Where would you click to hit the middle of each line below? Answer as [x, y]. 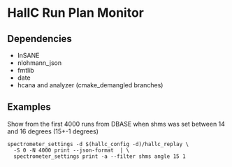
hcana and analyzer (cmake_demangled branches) [90, 85]
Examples [29, 107]
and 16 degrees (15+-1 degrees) [53, 131]
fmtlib [26, 70]
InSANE [28, 55]
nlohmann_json [39, 63]
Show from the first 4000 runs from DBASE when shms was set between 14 [116, 124]
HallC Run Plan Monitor [76, 13]
